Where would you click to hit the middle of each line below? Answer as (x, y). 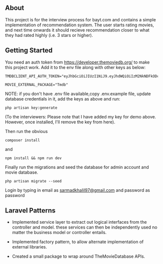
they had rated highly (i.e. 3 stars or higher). (49, 35)
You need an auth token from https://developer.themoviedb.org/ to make (77, 62)
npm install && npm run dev (33, 158)
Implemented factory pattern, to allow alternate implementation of (78, 242)
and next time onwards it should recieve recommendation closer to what (77, 30)
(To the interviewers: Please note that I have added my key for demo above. (81, 116)
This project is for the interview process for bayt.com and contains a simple (81, 19)
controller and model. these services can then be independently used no (85, 227)
